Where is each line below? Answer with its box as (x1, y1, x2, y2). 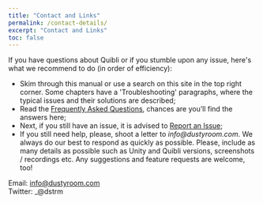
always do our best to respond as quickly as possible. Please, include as (19, 138, 255, 147)
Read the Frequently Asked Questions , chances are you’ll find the (19, 104, 233, 114)
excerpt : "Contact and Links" (8, 26, 108, 34)
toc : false (8, 33, 44, 42)
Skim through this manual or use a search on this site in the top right (19, 79, 242, 89)
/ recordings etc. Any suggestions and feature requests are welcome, (19, 155, 246, 164)
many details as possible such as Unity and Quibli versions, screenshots (19, 146, 255, 156)
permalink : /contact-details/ (8, 19, 108, 27)
